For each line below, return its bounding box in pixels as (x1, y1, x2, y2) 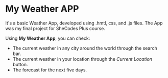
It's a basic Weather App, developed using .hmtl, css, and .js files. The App (5, 20, 163, 26)
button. (12, 61, 28, 67)
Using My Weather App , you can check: (5, 35, 90, 41)
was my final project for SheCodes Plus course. (5, 25, 106, 31)
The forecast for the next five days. (12, 67, 87, 73)
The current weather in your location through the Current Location (12, 56, 152, 62)
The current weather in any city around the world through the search (12, 45, 157, 51)
